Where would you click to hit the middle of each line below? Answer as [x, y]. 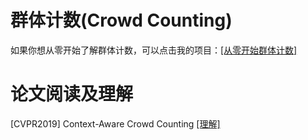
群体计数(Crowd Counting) [121, 20]
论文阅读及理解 [72, 94]
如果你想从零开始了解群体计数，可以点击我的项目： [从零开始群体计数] [154, 50]
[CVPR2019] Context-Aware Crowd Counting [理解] [115, 123]
